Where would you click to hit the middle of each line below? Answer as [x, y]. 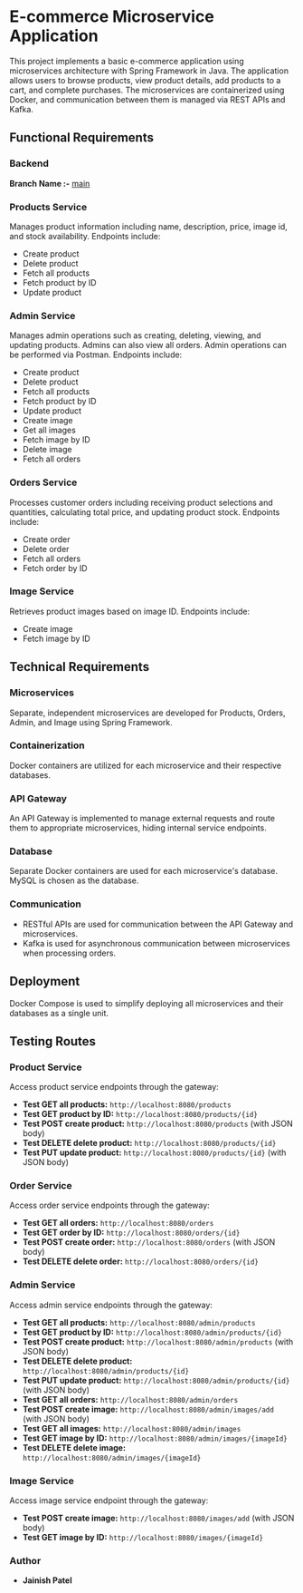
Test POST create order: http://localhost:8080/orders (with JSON [149, 1242]
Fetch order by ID [55, 568]
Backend [29, 163]
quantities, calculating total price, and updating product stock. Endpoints [145, 512]
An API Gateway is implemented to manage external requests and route [142, 819]
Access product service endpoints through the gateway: [114, 1087]
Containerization [47, 745]
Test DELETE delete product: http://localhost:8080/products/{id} [149, 1143]
